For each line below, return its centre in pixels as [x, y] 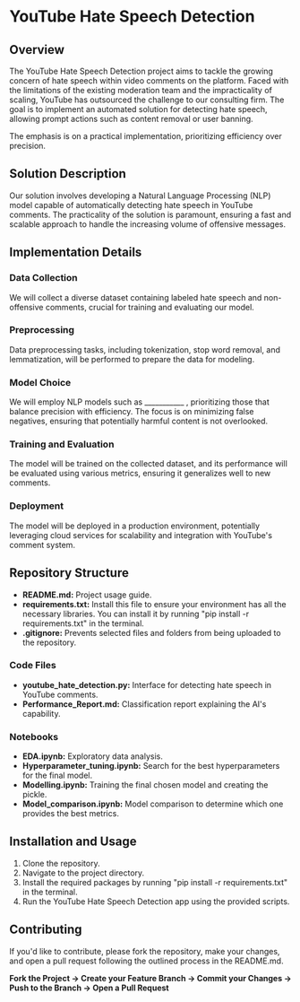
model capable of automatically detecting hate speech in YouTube [131, 205]
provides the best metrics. [70, 814]
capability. [41, 713]
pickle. [34, 795]
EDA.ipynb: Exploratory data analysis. [92, 756]
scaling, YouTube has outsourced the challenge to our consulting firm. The [147, 100]
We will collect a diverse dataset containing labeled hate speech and [136, 297]
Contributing [46, 930]
